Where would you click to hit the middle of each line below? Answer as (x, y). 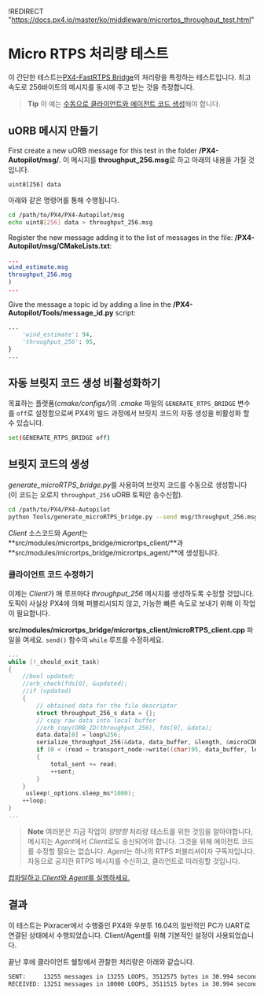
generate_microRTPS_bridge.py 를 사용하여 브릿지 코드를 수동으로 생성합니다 (128, 485)
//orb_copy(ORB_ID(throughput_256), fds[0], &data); (125, 728)
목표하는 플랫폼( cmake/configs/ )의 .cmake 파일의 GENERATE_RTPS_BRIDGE (122, 404)
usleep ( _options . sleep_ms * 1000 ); (80, 794)
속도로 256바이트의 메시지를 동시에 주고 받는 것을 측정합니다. (101, 87)
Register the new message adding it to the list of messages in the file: (121, 237)
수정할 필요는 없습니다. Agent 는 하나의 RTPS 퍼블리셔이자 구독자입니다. (145, 851)
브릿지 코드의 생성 (49, 465)
